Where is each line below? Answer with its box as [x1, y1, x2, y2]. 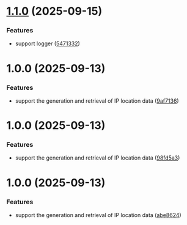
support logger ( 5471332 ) [15, 40, 81, 47]
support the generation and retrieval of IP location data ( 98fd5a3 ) [15, 154, 180, 161]
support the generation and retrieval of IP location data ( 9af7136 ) [15, 97, 179, 105]
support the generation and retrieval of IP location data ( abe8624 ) [15, 211, 182, 218]
